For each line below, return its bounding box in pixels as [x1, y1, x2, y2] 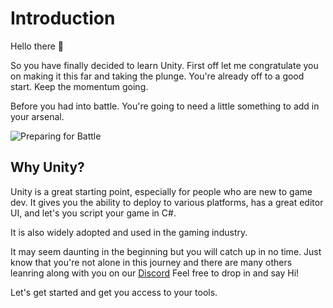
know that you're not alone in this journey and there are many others [10, 256, 293, 268]
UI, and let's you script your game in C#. [10, 207, 177, 219]
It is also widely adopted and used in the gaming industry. [10, 226, 248, 238]
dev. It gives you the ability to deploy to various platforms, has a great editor [10, 196, 324, 208]
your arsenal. [10, 110, 65, 122]
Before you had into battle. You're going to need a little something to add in [10, 100, 320, 112]
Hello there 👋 [10, 40, 65, 52]
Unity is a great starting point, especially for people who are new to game [10, 185, 313, 197]
